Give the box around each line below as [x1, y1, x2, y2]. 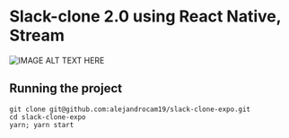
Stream [9, 25, 66, 46]
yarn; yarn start [9, 120, 74, 129]
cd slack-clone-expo [9, 112, 87, 122]
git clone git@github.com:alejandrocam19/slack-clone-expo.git [9, 105, 251, 114]
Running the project [9, 81, 123, 96]
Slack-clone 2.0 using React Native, [9, 6, 281, 27]
